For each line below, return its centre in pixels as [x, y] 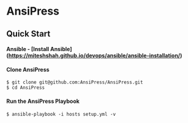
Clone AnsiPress [28, 69]
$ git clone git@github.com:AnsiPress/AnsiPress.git [75, 83]
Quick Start [28, 34]
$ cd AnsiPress [26, 88]
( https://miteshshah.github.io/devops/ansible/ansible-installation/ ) [94, 55]
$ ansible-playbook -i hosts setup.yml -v [61, 114]
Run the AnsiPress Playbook [43, 101]
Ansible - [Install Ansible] [39, 49]
